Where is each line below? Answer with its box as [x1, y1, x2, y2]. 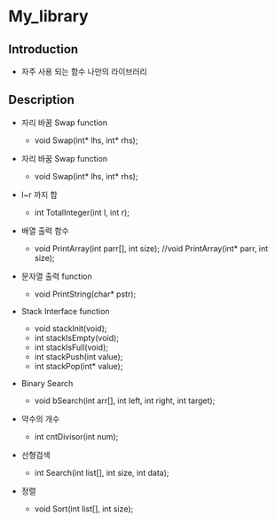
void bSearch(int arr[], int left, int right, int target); [34, 395, 216, 406]
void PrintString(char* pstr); [34, 289, 137, 299]
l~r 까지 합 [20, 189, 59, 200]
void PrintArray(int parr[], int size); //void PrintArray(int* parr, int [34, 242, 269, 254]
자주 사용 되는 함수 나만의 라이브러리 [20, 67, 147, 76]
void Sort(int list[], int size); [34, 503, 134, 514]
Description [8, 92, 75, 107]
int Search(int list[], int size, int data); [34, 467, 170, 478]
